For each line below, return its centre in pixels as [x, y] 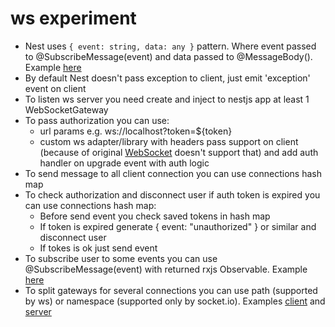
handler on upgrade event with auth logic [124, 163]
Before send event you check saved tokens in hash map [155, 216]
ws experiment [73, 18]
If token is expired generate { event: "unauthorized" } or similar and [178, 226]
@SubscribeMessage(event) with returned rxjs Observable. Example [166, 269]
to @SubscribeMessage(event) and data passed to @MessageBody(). [168, 56]
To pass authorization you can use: [97, 120]
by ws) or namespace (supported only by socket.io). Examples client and [175, 301]
